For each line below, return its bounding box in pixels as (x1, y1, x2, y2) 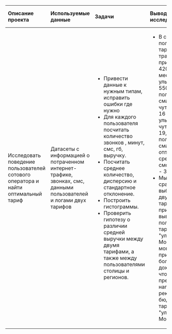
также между (103, 254, 137, 261)
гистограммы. (103, 203, 139, 210)
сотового (8, 171, 31, 178)
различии (103, 223, 127, 229)
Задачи (94, 13, 114, 20)
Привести (103, 75, 128, 82)
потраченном (50, 159, 84, 165)
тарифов (50, 203, 72, 210)
